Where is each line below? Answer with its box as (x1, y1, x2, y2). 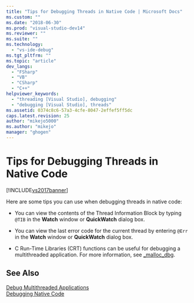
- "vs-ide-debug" (11, 47, 54, 53)
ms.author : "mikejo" (6, 124, 57, 130)
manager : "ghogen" (6, 129, 51, 136)
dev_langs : (6, 63, 33, 70)
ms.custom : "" (6, 14, 41, 20)
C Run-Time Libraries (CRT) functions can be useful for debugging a (14, 245, 180, 252)
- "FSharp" (11, 69, 38, 75)
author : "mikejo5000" (6, 118, 59, 124)
